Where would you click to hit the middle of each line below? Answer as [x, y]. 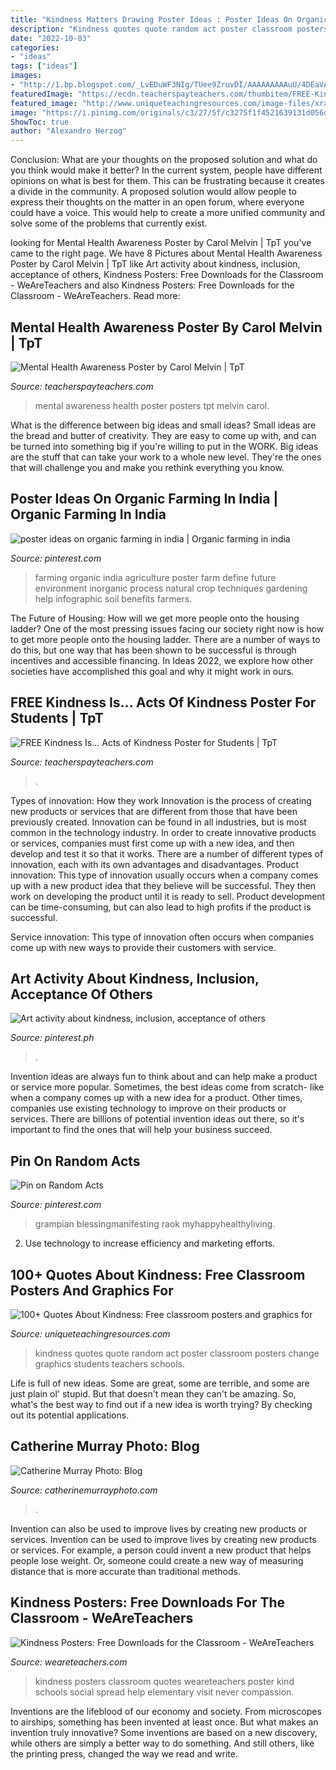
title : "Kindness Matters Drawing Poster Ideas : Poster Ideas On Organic [169, 19]
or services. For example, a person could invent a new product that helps [161, 1550]
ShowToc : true [40, 122]
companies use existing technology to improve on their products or [148, 1108]
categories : [35, 47]
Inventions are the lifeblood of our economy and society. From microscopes [166, 1711]
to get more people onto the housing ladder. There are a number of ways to [165, 639]
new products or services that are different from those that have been [154, 811]
